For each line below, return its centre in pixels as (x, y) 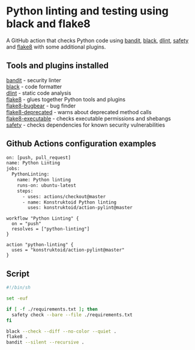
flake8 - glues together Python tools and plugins (66, 99)
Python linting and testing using (88, 11)
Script (18, 273)
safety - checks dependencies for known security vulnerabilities (86, 125)
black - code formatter (34, 86)
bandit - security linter (34, 80)
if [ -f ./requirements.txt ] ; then (52, 309)
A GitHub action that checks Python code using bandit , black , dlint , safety (97, 40)
